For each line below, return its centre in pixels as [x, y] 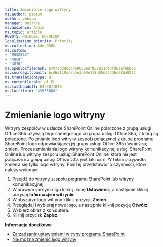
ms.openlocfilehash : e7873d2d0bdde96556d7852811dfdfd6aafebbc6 [71, 69]
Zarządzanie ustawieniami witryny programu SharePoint [68, 234]
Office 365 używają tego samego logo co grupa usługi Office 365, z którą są [81, 134]
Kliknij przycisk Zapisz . [36, 215]
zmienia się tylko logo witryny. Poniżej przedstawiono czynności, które [76, 165]
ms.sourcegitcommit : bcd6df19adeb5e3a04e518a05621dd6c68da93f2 [71, 73]
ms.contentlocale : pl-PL [30, 82]
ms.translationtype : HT [29, 77]
